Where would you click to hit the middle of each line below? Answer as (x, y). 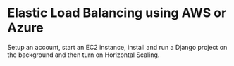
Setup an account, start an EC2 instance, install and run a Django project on (117, 47)
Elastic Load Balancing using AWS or (117, 13)
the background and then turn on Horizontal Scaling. (84, 55)
